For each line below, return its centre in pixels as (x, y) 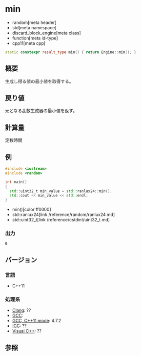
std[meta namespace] (34, 27)
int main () (16, 182)
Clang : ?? (21, 310)
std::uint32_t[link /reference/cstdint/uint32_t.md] (61, 220)
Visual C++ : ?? (27, 331)
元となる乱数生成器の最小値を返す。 (41, 111)
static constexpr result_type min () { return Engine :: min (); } (71, 52)
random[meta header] (34, 22)
